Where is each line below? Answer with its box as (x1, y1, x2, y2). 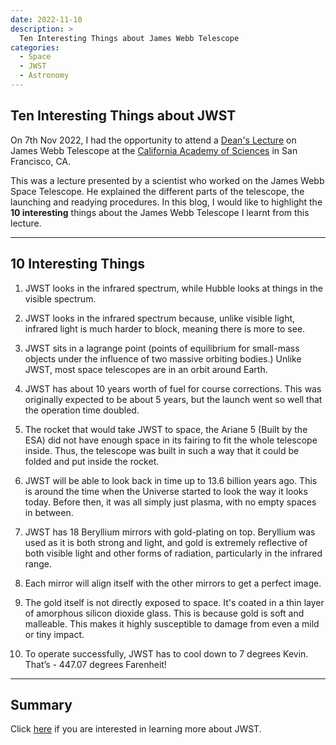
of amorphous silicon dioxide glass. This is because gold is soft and (24, 607, 305, 619)
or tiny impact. (24, 628, 85, 640)
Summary (10, 696, 73, 713)
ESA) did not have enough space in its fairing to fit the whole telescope (24, 434, 318, 446)
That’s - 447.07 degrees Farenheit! (24, 658, 167, 670)
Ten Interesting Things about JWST (10, 107, 237, 125)
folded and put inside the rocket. (24, 455, 160, 467)
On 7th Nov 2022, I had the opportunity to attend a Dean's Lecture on (10, 134, 297, 146)
